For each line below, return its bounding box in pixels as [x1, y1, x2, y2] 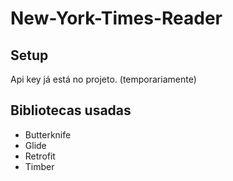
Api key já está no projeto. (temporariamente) [10, 73, 197, 85]
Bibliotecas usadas [10, 102, 132, 119]
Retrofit [24, 150, 56, 162]
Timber [24, 160, 55, 172]
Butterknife [24, 128, 72, 141]
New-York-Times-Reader [10, 7, 223, 30]
